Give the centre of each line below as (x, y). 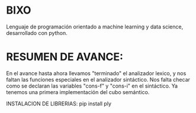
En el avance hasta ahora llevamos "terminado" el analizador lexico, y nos (96, 73)
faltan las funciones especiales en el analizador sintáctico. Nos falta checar (98, 79)
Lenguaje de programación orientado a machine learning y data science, (95, 27)
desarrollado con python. (37, 33)
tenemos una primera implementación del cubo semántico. (78, 92)
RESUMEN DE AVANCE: (65, 57)
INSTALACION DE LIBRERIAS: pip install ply (59, 104)
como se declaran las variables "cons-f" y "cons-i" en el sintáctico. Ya (92, 86)
